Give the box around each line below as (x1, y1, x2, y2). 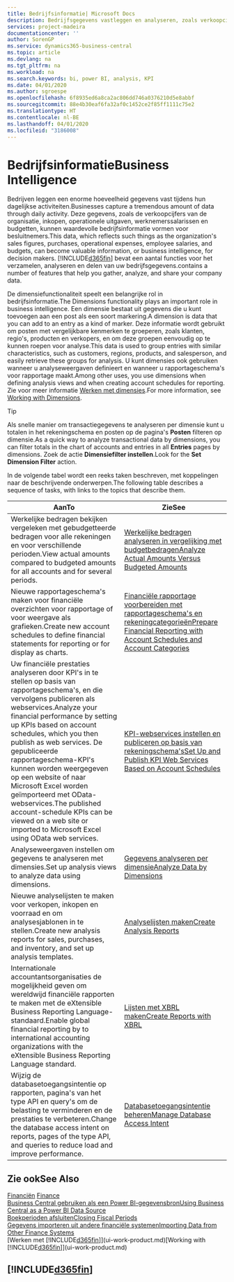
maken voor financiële (10, 596, 84, 605)
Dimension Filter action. (7, 458, 77, 466)
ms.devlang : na (7, 56, 52, 63)
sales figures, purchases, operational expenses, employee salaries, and (7, 239, 212, 248)
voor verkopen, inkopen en (10, 900, 99, 910)
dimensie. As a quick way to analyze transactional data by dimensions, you (7, 435, 221, 444)
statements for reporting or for (10, 639, 110, 649)
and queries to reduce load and (10, 1140, 114, 1150)
